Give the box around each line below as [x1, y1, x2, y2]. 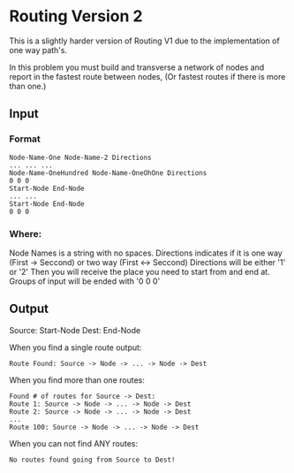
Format [9, 133, 41, 145]
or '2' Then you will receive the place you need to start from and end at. [9, 266, 271, 277]
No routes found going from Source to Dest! [9, 455, 176, 464]
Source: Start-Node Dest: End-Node [9, 324, 141, 335]
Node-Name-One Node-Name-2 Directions [9, 153, 152, 162]
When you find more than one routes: [9, 374, 146, 385]
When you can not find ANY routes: [9, 438, 139, 448]
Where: [9, 227, 42, 240]
